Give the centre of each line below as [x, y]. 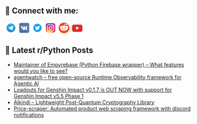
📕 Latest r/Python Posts [49, 50]
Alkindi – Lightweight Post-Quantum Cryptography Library [84, 102]
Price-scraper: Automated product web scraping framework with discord [102, 108]
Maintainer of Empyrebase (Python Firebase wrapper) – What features [99, 64]
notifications [29, 115]
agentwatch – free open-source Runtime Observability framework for [97, 77]
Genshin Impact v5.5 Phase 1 [49, 96]
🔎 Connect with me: [42, 11]
